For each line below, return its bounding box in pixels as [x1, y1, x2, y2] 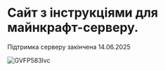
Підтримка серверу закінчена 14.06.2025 [7, 42, 131, 51]
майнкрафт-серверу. [7, 19, 139, 35]
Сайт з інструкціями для [7, 5, 159, 21]
